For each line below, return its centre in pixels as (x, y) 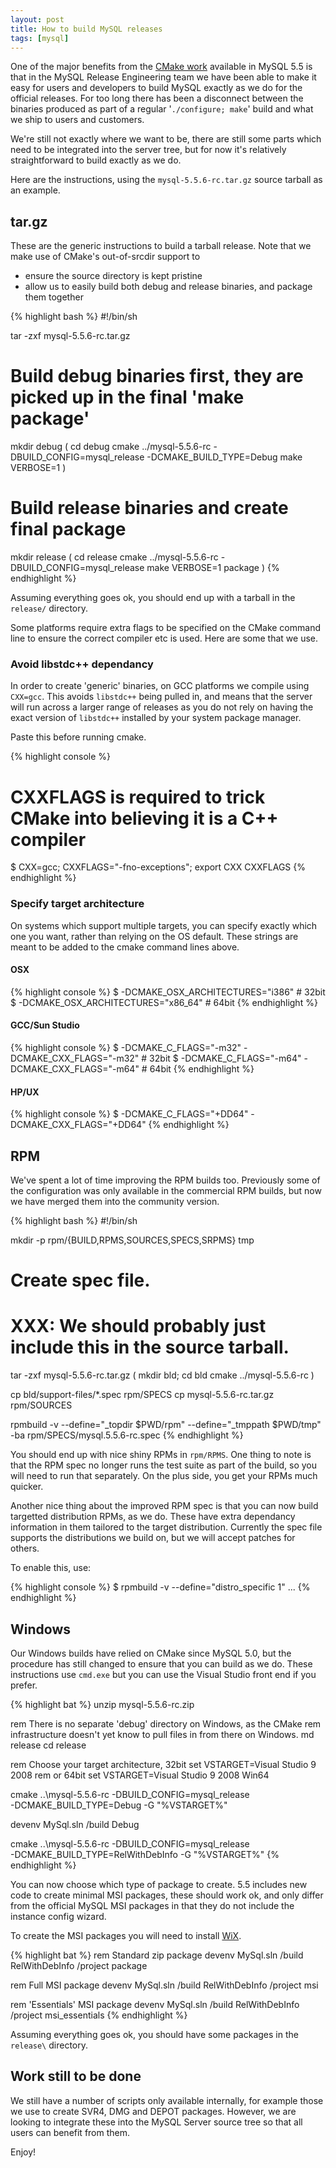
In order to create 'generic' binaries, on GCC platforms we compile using (160, 686)
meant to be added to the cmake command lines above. (125, 947)
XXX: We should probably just (138, 1326)
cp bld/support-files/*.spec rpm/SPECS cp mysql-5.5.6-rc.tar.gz (142, 1395)
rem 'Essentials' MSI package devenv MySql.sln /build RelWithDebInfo (155, 2004)
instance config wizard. (58, 1916)
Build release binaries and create (149, 508)
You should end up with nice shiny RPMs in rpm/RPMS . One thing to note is (161, 1455)
